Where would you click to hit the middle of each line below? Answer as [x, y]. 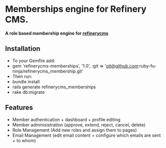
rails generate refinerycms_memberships [54, 87]
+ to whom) [24, 140]
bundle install [26, 81]
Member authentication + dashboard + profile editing [66, 119]
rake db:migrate [28, 92]
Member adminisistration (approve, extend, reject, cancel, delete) [79, 125]
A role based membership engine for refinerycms [57, 33]
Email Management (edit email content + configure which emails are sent [86, 135]
